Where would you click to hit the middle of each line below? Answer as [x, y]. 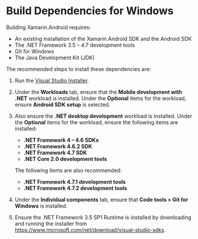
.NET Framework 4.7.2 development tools [75, 188]
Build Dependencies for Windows [90, 11]
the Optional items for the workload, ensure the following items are [96, 122]
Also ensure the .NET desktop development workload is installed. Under [103, 116]
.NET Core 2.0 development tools [65, 159]
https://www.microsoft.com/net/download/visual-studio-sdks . [90, 230]
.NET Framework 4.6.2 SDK [58, 146]
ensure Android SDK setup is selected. [62, 104]
